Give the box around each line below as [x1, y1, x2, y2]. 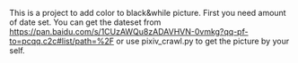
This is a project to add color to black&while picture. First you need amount [9, 8, 286, 18]
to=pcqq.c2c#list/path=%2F [9, 35, 115, 46]
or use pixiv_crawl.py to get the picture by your [116, 35, 290, 46]
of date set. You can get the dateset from [9, 17, 162, 28]
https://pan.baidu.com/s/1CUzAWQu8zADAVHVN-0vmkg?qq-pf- [9, 27, 249, 36]
